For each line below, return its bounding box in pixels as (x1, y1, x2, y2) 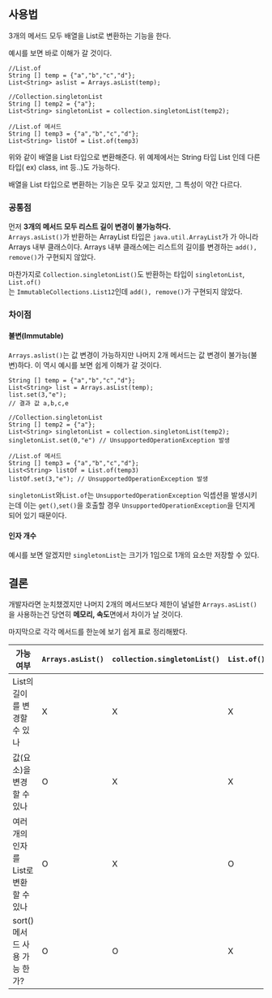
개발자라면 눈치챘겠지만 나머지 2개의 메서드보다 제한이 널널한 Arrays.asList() (8, 599, 257, 609)
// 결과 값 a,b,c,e (8, 400, 69, 408)
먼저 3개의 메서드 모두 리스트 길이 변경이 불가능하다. (8, 222, 172, 231)
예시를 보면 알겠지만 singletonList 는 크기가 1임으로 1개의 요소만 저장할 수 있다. (8, 551, 260, 560)
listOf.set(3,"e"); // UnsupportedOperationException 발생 (8, 475, 209, 483)
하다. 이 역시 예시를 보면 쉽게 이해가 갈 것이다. (17, 361, 162, 370)
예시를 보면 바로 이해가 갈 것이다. (8, 48, 113, 58)
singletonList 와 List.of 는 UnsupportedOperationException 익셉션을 (8, 490, 229, 500)
